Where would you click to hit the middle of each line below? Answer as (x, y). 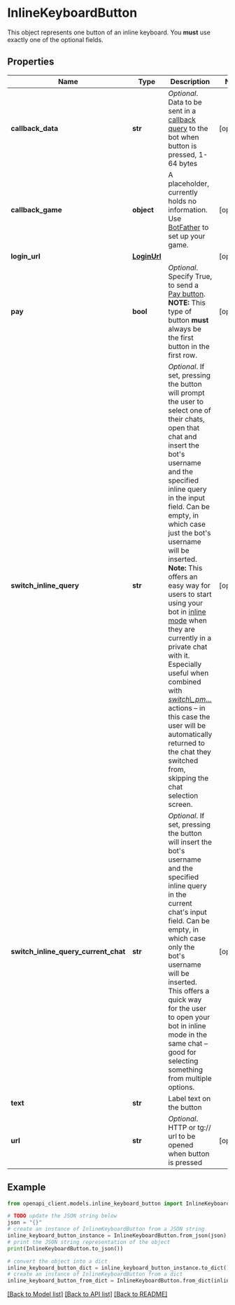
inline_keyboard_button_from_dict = (60, 1281)
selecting (183, 1061)
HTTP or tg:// (189, 1127)
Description (190, 81)
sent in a (182, 111)
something (185, 1070)
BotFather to (188, 227)
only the (181, 947)
